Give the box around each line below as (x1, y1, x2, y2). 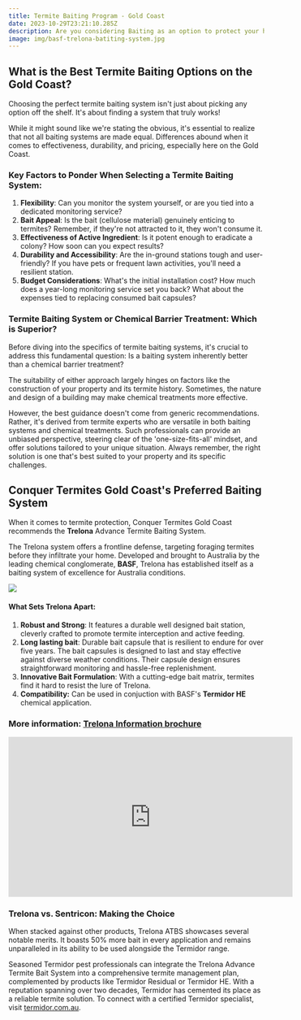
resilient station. (19, 267, 75, 277)
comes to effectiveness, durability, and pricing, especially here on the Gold (8, 141, 259, 150)
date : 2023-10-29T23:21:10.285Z (8, 20, 118, 28)
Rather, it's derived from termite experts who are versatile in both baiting (8, 416, 252, 427)
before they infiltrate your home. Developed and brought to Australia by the (8, 550, 260, 561)
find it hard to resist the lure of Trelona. (19, 680, 152, 690)
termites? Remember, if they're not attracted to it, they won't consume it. (19, 224, 263, 234)
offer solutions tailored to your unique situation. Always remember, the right (8, 442, 261, 452)
